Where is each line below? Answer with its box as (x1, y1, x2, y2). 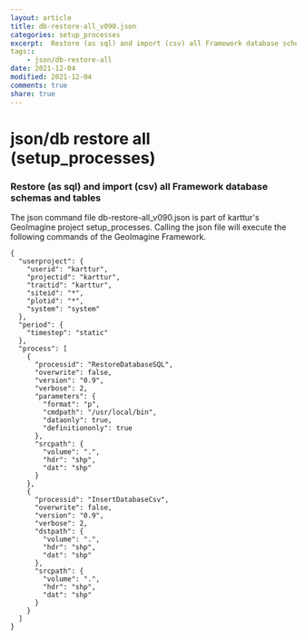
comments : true (10, 81, 68, 90)
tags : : (10, 47, 35, 56)
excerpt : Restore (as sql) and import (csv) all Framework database (10, 38, 280, 48)
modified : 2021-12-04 (10, 73, 93, 82)
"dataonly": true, (43, 415, 113, 425)
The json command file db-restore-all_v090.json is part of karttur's (10, 212, 260, 222)
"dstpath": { (34, 527, 84, 536)
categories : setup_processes (10, 30, 121, 39)
